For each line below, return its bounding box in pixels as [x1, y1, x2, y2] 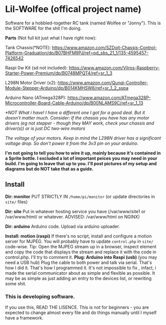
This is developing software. [5, 293, 75, 300]
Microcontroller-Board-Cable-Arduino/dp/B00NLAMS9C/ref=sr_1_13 [5, 100, 144, 106]
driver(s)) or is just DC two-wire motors [5, 125, 86, 131]
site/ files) [5, 199, 28, 205]
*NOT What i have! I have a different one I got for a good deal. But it [5, 109, 145, 115]
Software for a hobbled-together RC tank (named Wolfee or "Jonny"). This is [5, 20, 161, 26]
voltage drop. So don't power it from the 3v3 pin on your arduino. [5, 140, 139, 146]
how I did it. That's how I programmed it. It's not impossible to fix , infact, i [5, 265, 157, 271]
